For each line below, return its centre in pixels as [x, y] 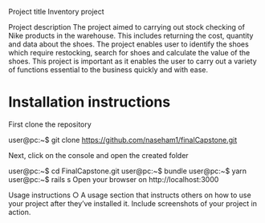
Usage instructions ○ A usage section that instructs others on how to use [130, 195]
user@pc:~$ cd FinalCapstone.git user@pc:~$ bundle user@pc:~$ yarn [128, 171]
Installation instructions [90, 102]
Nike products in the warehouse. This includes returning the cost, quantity [131, 36]
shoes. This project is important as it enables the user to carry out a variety [132, 61]
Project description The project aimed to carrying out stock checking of [126, 27]
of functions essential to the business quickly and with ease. [108, 70]
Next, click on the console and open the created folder [98, 155]
